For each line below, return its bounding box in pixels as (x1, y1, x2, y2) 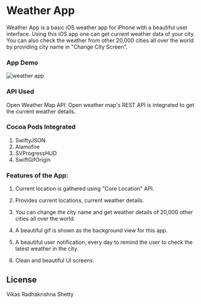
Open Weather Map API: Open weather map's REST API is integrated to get (6, 101, 195, 108)
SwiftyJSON (15, 136, 46, 143)
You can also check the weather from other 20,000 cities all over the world (6, 36, 194, 44)
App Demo (6, 58, 38, 67)
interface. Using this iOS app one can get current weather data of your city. (6, 30, 196, 37)
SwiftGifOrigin (15, 156, 51, 163)
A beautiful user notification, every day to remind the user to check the (15, 238, 193, 246)
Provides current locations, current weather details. (15, 197, 144, 204)
